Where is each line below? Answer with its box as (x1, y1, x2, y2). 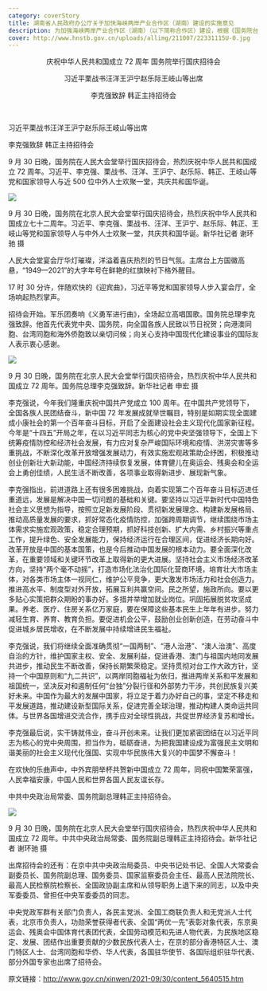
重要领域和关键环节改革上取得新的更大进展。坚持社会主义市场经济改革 (29, 555, 259, 564)
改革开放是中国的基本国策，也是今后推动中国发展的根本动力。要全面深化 (8, 545, 245, 554)
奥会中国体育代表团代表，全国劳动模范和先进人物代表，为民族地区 (35, 927, 252, 937)
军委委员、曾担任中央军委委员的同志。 (8, 891, 133, 900)
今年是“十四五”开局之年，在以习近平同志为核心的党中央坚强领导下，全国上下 (8, 428, 258, 438)
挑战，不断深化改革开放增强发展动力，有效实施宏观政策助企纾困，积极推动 (14, 448, 259, 458)
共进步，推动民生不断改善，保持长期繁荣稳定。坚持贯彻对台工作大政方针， (8, 661, 252, 670)
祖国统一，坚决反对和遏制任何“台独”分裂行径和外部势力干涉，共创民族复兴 (8, 681, 252, 690)
